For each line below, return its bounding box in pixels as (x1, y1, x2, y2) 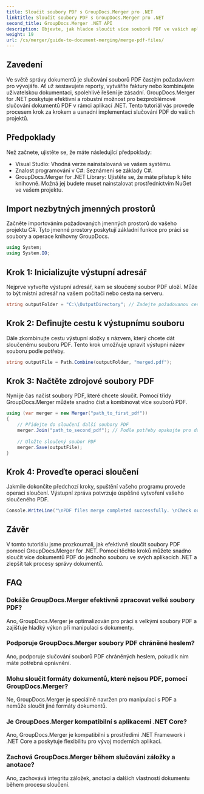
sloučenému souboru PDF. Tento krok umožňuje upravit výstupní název (6, 341, 185, 348)
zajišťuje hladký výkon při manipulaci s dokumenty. (6, 624, 134, 631)
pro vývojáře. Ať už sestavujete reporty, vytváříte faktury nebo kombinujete (6, 82, 194, 89)
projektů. (6, 114, 29, 122)
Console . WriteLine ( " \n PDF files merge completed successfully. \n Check (6, 507, 191, 514)
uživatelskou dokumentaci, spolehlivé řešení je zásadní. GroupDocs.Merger (6, 89, 195, 96)
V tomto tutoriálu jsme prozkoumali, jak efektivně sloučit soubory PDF (6, 540, 180, 548)
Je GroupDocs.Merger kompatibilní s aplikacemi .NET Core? (6, 717, 187, 726)
